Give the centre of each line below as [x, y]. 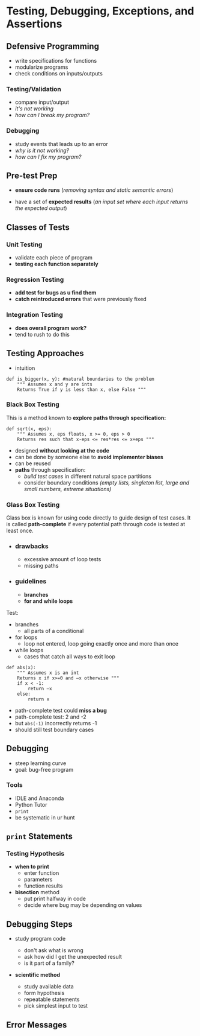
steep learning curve [41, 763]
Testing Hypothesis [35, 854]
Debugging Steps [40, 924]
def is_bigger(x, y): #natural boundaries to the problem [80, 379]
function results [43, 886]
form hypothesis [44, 993]
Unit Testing [24, 244]
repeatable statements [52, 999]
